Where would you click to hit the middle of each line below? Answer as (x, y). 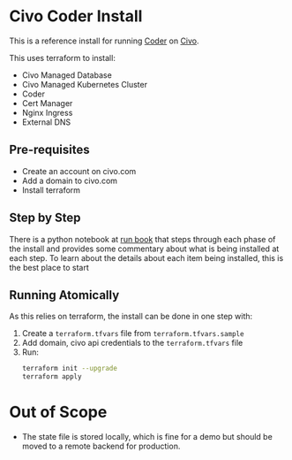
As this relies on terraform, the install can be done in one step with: (131, 317)
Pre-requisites (49, 150)
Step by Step (45, 218)
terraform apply (52, 377)
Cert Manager (47, 103)
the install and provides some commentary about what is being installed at (144, 249)
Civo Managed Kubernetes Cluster (85, 84)
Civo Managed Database (67, 75)
